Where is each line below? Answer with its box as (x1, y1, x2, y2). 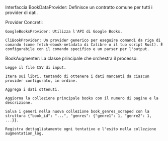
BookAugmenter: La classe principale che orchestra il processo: (5, 55, 138, 61)
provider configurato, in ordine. (5, 78, 78, 83)
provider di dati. (5, 10, 38, 16)
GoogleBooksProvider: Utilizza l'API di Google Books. (5, 29, 123, 34)
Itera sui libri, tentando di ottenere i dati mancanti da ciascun (5, 74, 150, 79)
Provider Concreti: (5, 20, 43, 25)
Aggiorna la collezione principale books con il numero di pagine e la (5, 96, 158, 101)
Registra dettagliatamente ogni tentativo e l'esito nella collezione (5, 126, 156, 131)
